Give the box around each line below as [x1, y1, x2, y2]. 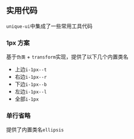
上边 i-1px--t [14, 66, 47, 73]
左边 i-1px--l [14, 88, 47, 95]
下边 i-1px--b [14, 80, 47, 88]
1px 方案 [6, 38, 30, 47]
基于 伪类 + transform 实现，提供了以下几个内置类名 [6, 53, 129, 60]
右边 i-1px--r [14, 73, 47, 80]
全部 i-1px [14, 95, 39, 102]
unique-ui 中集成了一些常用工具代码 [6, 22, 93, 30]
